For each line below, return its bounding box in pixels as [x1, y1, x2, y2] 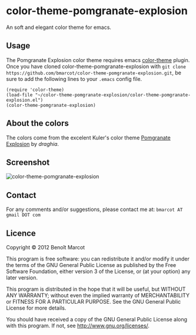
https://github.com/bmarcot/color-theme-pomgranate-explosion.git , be [6, 69, 181, 76]
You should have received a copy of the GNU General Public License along [6, 316, 187, 323]
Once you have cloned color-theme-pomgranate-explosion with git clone [6, 63, 187, 70]
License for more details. [6, 304, 67, 311]
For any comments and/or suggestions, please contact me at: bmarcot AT [6, 206, 183, 213]
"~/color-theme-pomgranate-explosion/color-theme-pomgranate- [35, 92, 191, 98]
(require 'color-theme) [6, 87, 65, 93]
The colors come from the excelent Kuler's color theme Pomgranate [6, 134, 171, 141]
